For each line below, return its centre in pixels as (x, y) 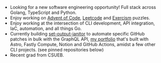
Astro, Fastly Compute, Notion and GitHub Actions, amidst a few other (83, 44)
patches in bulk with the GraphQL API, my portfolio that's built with (79, 39)
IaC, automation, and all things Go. (46, 28)
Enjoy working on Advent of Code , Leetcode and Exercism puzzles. (80, 18)
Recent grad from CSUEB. (37, 55)
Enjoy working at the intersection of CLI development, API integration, (82, 23)
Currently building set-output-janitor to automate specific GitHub (77, 34)
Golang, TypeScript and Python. (43, 12)
